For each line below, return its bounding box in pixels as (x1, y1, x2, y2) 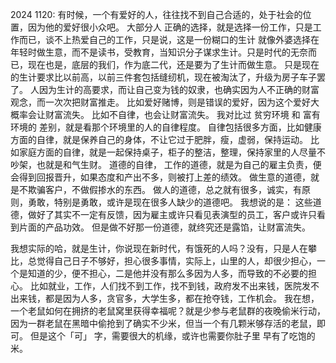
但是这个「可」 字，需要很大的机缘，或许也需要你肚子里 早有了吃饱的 (29, 330, 316, 342)
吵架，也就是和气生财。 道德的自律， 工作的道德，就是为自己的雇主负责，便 (10, 159, 322, 170)
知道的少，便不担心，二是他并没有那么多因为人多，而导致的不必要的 (27, 268, 308, 279)
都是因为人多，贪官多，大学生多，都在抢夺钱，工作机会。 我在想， (44, 293, 320, 304)
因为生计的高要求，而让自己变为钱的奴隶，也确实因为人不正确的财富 (38, 84, 320, 95)
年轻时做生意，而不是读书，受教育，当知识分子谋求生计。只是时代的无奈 (10, 46, 308, 58)
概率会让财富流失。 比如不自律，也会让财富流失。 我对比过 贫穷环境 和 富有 (10, 109, 321, 120)
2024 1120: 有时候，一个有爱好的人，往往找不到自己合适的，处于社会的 (10, 9, 303, 20)
